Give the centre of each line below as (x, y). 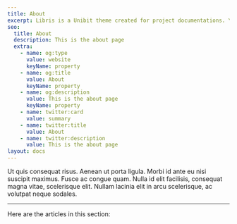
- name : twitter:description (63, 138)
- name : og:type (44, 54)
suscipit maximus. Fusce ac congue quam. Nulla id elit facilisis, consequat (115, 179)
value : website (48, 60)
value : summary (48, 118)
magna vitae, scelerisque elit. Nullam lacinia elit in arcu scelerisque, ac (110, 186)
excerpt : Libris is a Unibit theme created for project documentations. (116, 20)
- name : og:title (45, 73)
